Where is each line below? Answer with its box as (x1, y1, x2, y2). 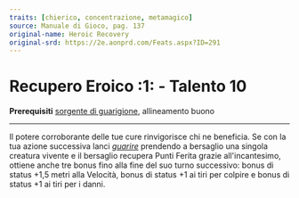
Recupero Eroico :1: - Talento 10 (9, 77, 247, 96)
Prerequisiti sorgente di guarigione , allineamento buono (9, 106, 215, 117)
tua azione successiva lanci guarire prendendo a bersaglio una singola (9, 141, 269, 152)
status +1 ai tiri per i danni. (9, 179, 106, 190)
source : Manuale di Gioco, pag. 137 (9, 21, 145, 30)
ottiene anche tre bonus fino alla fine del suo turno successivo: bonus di (9, 160, 274, 170)
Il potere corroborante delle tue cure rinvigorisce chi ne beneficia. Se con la (9, 131, 287, 143)
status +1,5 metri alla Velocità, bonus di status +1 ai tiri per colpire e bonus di (9, 169, 290, 180)
